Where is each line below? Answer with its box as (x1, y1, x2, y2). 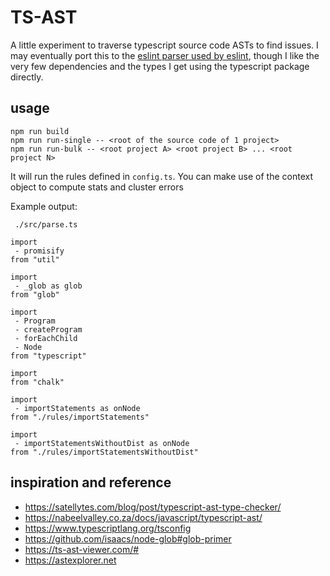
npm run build (10, 126, 70, 136)
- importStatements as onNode (14, 403, 141, 413)
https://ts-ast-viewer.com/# (24, 543, 140, 555)
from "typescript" (10, 351, 87, 361)
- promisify (14, 246, 65, 256)
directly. (10, 71, 44, 83)
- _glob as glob (14, 281, 83, 291)
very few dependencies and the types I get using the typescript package (10, 60, 310, 72)
